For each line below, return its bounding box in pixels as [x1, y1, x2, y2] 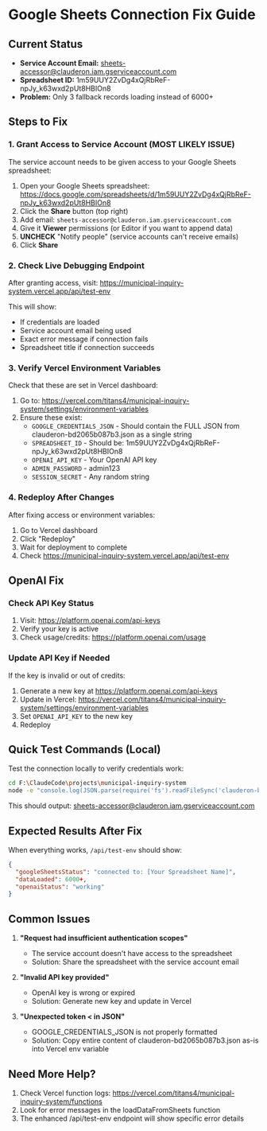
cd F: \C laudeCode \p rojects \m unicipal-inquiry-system [8, 779, 187, 787]
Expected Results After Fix [8, 824, 143, 838]
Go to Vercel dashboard [19, 525, 98, 534]
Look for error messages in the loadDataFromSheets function [19, 1105, 221, 1114]
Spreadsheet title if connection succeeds [19, 342, 155, 352]
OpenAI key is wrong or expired [31, 988, 135, 997]
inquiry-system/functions [19, 1096, 103, 1106]
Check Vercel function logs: [19, 1088, 111, 1098]
